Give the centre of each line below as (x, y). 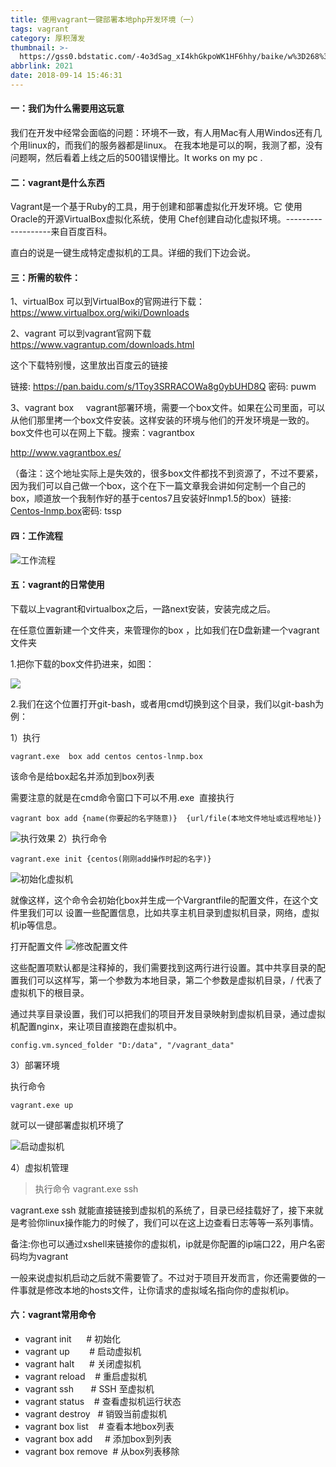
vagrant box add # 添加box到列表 (98, 1439)
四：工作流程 (36, 536)
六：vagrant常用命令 (53, 1315)
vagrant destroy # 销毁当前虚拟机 (96, 1414)
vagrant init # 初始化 (73, 1339)
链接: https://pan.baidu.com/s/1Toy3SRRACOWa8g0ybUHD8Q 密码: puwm (163, 387)
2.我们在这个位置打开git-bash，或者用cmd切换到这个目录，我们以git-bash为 (167, 703)
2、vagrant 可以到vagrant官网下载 (81, 333)
